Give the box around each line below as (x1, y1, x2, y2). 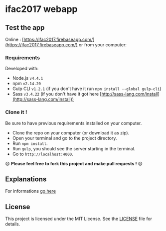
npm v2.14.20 (12, 81, 41, 87)
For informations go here (5, 188, 56, 194)
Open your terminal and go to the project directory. (12, 135, 117, 141)
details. (5, 221, 20, 227)
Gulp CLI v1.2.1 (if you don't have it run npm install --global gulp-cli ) (12, 86, 162, 92)
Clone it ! (5, 109, 27, 115)
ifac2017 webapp (5, 3, 78, 15)
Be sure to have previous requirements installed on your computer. (5, 120, 142, 126)
